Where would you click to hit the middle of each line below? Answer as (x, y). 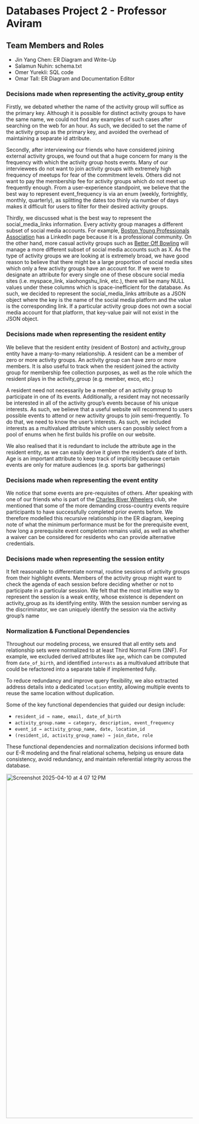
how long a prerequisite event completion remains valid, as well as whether (98, 531)
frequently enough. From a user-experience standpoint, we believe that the (98, 187)
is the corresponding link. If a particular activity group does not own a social (99, 306)
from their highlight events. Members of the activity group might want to (94, 578)
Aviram (24, 23)
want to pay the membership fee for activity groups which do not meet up (96, 182)
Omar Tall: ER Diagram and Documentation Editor (75, 79)
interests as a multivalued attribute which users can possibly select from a (97, 428)
